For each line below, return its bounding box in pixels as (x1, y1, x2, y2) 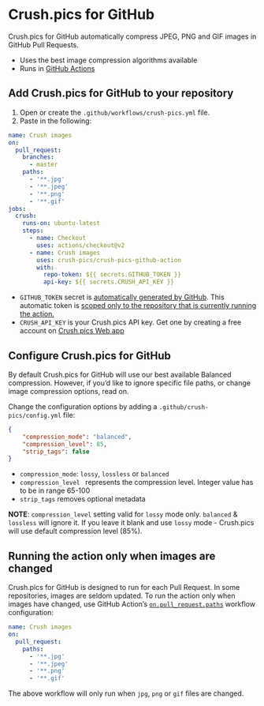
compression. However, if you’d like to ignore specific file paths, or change (8, 377, 251, 388)
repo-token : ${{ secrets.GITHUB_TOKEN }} (43, 271, 181, 279)
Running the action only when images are (8, 549, 216, 562)
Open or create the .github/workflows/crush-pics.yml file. (19, 107, 210, 117)
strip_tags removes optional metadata (19, 494, 146, 504)
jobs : (8, 205, 26, 212)
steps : (22, 227, 44, 235)
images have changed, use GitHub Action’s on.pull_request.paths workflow (8, 599, 256, 609)
